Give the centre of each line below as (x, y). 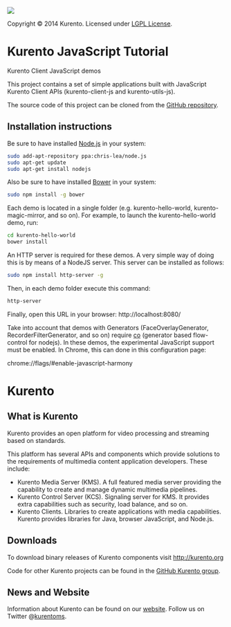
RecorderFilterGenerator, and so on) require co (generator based (100, 335)
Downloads (32, 541)
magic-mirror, (27, 215)
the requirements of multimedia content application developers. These (107, 461)
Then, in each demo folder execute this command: (79, 288)
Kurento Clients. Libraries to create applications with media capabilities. (119, 511)
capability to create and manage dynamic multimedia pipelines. (107, 489)
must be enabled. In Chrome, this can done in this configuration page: (107, 349)
